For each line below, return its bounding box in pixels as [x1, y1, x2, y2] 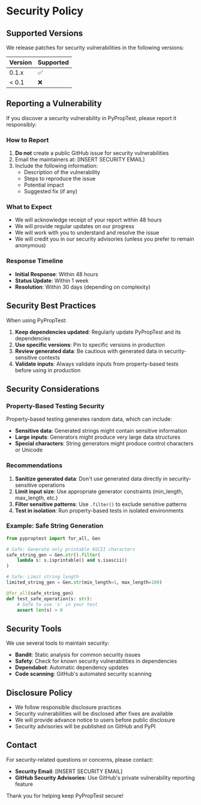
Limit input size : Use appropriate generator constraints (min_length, [14, 487, 184, 495]
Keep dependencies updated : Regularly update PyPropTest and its [14, 328, 181, 336]
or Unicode [14, 446, 43, 454]
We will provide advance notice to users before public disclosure [14, 716, 175, 724]
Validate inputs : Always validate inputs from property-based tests [14, 360, 179, 367]
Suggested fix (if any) [23, 188, 78, 195]
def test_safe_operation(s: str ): [6, 595, 93, 601]
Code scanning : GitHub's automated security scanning [14, 671, 152, 678]
